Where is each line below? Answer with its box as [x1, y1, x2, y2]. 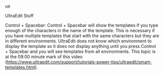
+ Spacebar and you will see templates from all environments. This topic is [5, 48, 156, 54]
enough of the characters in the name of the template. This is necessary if [5, 28, 155, 33]
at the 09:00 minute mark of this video [5, 54, 82, 60]
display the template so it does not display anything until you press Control [5, 43, 156, 49]
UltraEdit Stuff [5, 13, 34, 18]
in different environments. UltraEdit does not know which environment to [5, 38, 152, 44]
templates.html [5, 64, 35, 70]
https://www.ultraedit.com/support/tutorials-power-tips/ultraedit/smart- [6, 59, 152, 65]
